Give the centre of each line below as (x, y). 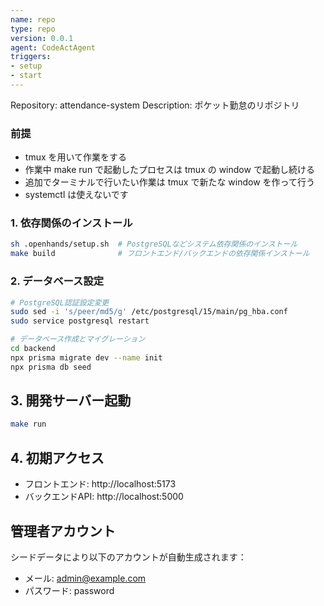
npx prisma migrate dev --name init (86, 357)
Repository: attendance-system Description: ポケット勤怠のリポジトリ (155, 105)
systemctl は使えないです (76, 195)
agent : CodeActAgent (53, 47)
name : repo (33, 19)
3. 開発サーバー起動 (71, 401)
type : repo (33, 29)
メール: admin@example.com (85, 578)
